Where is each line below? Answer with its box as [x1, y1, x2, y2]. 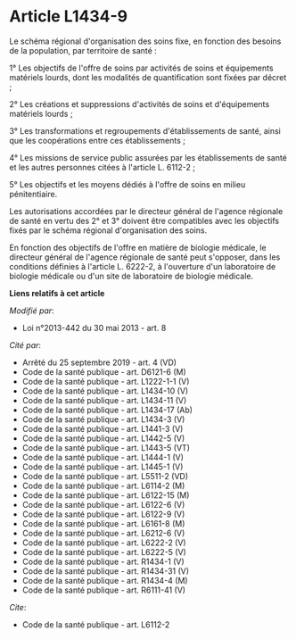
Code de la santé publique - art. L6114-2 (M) [21, 480, 185, 491]
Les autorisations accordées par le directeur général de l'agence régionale [9, 205, 284, 216]
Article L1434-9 [9, 6, 127, 27]
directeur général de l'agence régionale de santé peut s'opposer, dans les [9, 252, 281, 262]
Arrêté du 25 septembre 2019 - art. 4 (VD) [21, 357, 177, 368]
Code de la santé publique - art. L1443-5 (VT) [21, 442, 190, 452]
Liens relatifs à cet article [9, 287, 105, 298]
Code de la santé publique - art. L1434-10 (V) [21, 386, 189, 396]
